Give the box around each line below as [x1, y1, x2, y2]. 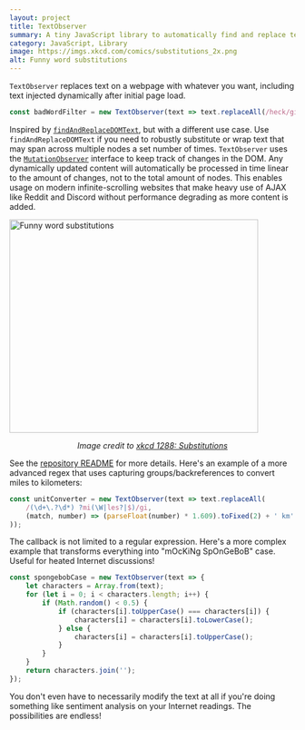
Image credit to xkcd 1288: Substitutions [76, 439, 229, 450]
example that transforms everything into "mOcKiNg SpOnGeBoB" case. [9, 546, 276, 557]
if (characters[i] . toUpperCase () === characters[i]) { [57, 607, 271, 616]
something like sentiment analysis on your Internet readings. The [9, 700, 251, 711]
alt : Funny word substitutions [9, 55, 128, 64]
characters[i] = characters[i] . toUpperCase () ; [74, 632, 254, 641]
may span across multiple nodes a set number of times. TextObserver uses [9, 143, 288, 154]
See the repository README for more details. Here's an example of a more [9, 458, 288, 469]
